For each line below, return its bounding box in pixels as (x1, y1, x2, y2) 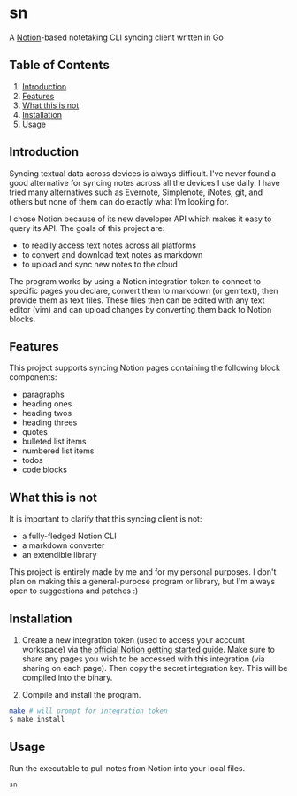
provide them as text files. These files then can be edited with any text (9, 295, 265, 305)
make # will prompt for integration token (9, 707, 168, 715)
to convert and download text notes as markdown (21, 249, 203, 259)
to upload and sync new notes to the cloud (21, 259, 179, 269)
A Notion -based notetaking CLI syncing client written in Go (9, 32, 224, 43)
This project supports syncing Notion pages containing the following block (9, 362, 281, 374)
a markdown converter (21, 540, 105, 551)
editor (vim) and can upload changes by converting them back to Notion (9, 304, 272, 314)
